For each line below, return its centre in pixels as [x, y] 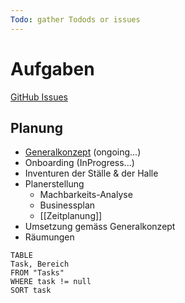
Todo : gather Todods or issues [75, 19]
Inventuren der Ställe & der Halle [91, 173]
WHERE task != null [51, 282]
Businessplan [67, 205]
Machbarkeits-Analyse [86, 195]
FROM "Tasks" [37, 273]
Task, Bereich [40, 264]
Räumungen [49, 237]
